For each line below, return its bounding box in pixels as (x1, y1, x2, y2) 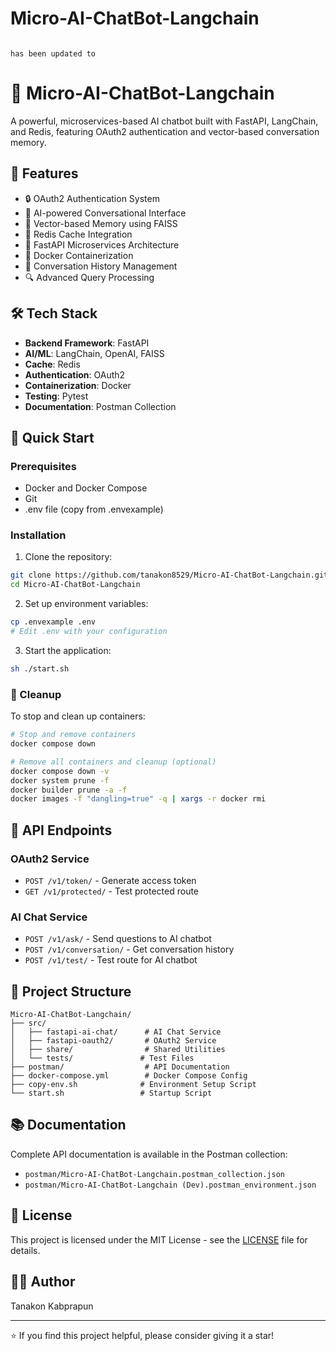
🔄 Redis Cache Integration (24, 228, 133, 240)
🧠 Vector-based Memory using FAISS (24, 217, 178, 229)
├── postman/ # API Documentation (10, 1062, 230, 1072)
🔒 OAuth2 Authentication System (24, 192, 160, 204)
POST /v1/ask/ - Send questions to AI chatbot (24, 933, 212, 945)
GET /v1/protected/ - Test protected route (24, 885, 200, 897)
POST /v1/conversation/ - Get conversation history (24, 943, 235, 956)
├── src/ (10, 1018, 47, 1029)
